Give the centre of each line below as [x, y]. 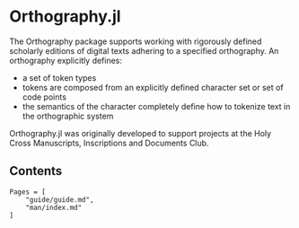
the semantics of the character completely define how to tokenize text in [156, 106]
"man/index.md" [54, 207]
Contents [36, 171]
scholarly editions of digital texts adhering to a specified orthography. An [144, 50]
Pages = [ [28, 192]
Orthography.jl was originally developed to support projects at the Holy [141, 133]
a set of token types [59, 77]
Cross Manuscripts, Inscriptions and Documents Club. [109, 143]
